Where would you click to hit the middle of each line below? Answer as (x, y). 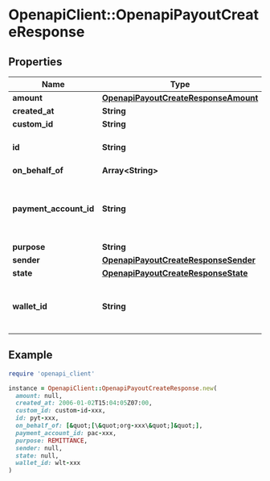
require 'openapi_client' (51, 373)
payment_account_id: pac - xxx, (66, 433)
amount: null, (39, 396)
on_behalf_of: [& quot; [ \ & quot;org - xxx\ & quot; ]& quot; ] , (109, 426)
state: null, (37, 456)
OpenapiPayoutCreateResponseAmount (180, 98)
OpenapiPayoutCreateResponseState (175, 273)
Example (31, 355)
